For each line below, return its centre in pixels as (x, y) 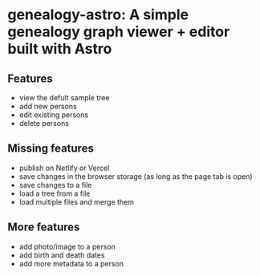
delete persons (44, 123)
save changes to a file (55, 185)
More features (44, 227)
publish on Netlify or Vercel (64, 168)
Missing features (51, 149)
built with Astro (60, 49)
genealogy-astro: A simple (98, 15)
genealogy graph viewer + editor (119, 32)
